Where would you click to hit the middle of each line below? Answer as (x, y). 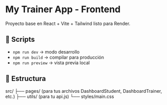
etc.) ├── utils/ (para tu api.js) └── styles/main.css (60, 96)
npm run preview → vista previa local (51, 63)
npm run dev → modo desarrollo (46, 51)
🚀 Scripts (20, 40)
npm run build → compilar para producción (58, 57)
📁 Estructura (26, 79)
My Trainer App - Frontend (63, 9)
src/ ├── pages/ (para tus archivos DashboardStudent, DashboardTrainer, (84, 91)
